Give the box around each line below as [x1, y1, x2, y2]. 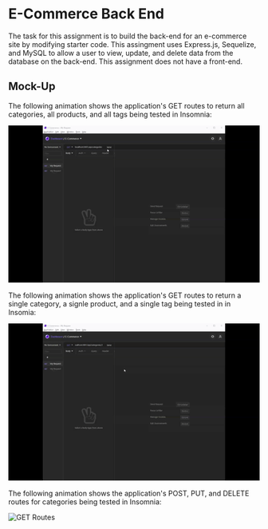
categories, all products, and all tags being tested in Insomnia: [8, 109, 213, 119]
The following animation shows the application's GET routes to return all [8, 101, 245, 110]
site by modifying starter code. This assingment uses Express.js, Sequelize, [8, 39, 257, 49]
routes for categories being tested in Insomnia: [8, 496, 162, 507]
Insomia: [8, 307, 37, 317]
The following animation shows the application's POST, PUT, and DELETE [8, 488, 250, 498]
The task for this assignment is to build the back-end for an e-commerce [8, 31, 247, 41]
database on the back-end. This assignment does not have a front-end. [8, 57, 243, 66]
